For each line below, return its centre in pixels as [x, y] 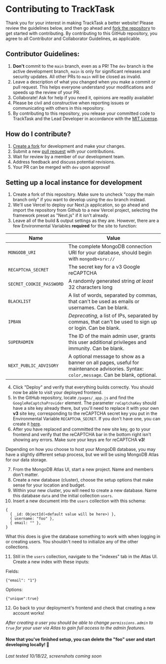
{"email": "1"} [21, 580]
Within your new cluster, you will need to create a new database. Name [85, 490]
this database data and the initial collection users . [63, 496]
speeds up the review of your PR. [47, 92]
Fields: [12, 572]
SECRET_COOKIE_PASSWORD [36, 284]
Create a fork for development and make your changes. [69, 146]
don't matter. [26, 475]
